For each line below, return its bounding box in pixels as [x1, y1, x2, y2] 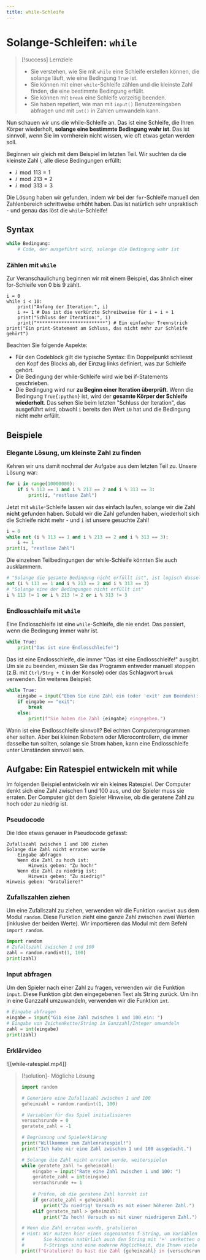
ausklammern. [6, 563, 42, 570]
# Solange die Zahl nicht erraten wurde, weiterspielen [21, 1157, 167, 1163]
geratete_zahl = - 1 [21, 1123, 72, 1130]
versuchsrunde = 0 [21, 1118, 69, 1124]
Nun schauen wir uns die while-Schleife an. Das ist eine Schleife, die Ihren [6, 119, 194, 126]
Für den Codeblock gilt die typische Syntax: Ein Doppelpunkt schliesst [15, 354, 193, 361]
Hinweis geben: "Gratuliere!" [6, 879, 84, 885]
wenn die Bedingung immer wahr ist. [6, 627, 99, 634]
